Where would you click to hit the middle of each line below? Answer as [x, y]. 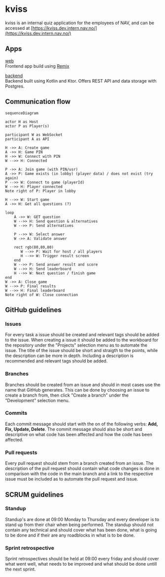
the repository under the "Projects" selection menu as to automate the [76, 345]
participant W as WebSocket [34, 134]
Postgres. [15, 86]
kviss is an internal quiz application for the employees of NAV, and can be [80, 23]
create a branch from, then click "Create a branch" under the [67, 395]
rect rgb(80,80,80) [34, 247]
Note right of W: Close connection [42, 295]
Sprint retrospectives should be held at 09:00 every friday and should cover [82, 559]
